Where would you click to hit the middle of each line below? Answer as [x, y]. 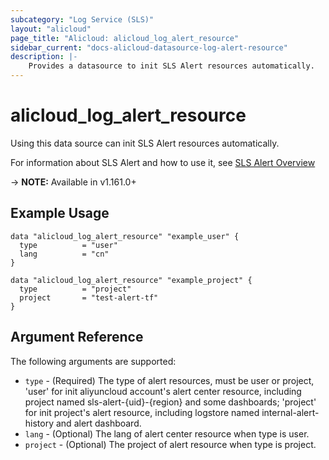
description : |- [44, 57]
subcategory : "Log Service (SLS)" [82, 19]
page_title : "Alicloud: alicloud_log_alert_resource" [125, 38]
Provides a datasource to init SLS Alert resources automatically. [171, 66]
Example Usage [60, 213]
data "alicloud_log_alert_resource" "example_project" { [131, 280]
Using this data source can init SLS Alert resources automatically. [145, 143]
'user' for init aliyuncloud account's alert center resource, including [163, 391]
